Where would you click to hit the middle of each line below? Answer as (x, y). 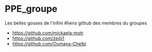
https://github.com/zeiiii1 (38, 38)
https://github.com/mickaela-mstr (48, 33)
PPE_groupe (31, 9)
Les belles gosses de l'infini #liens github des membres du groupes (76, 23)
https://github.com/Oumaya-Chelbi (49, 43)
